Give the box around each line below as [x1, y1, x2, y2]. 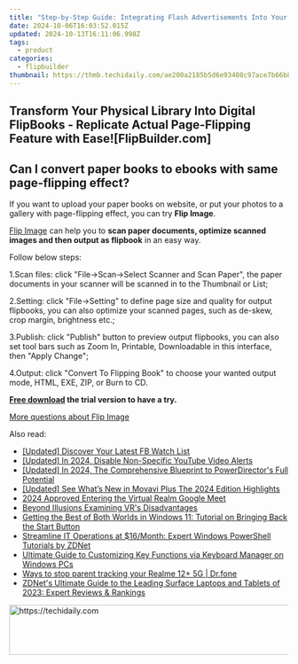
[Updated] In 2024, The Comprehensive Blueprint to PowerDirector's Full [21, 465, 288, 475]
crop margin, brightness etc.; [9, 314, 115, 324]
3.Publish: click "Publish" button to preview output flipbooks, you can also [9, 332, 279, 342]
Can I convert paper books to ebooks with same [9, 161, 278, 176]
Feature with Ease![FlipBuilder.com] [9, 131, 212, 146]
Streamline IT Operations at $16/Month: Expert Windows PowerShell [21, 530, 271, 541]
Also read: [9, 428, 47, 439]
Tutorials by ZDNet [21, 540, 91, 551]
